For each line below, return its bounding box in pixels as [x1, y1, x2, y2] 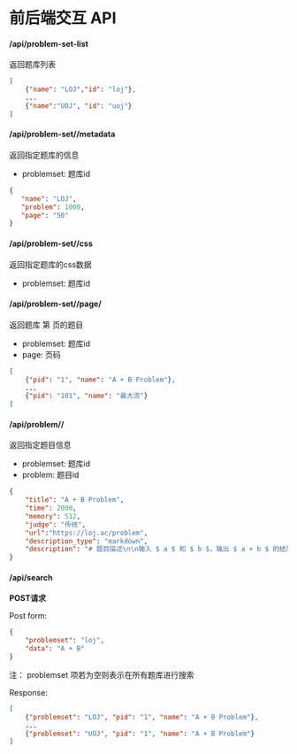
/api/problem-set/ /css [9, 238, 93, 249]
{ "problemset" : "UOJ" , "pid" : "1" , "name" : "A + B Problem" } [25, 729, 255, 738]
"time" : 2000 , [25, 504, 77, 513]
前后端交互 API [9, 8, 117, 28]
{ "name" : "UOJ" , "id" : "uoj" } [25, 102, 133, 111]
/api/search [9, 572, 53, 582]
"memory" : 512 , [25, 512, 81, 520]
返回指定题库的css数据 [9, 258, 92, 270]
